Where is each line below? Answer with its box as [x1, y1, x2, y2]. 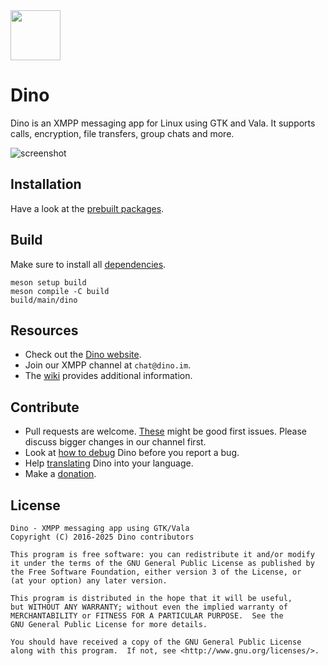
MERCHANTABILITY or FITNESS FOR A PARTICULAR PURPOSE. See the [10, 611, 284, 621]
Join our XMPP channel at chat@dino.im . [24, 359, 192, 371]
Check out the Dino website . [24, 349, 142, 361]
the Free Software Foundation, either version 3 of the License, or [10, 567, 302, 577]
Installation [10, 176, 82, 193]
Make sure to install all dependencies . [10, 258, 167, 270]
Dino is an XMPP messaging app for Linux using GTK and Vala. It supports [10, 117, 316, 129]
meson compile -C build [10, 286, 110, 296]
